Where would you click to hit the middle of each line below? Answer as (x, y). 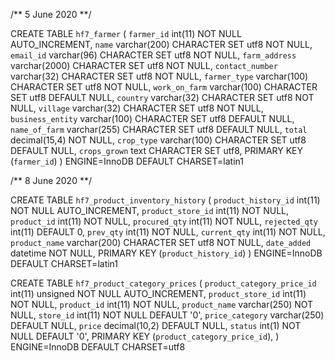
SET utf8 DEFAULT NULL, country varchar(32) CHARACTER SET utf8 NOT (162, 97)
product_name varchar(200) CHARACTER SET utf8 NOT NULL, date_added (161, 242)
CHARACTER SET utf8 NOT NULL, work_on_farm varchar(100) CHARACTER (164, 87)
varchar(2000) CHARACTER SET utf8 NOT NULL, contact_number (144, 65)
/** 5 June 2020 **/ (51, 14)
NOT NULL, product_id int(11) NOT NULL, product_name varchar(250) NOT (162, 304)
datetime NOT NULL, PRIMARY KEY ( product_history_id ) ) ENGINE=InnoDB (166, 253)
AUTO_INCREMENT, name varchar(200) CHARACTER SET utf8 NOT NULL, (161, 44)
